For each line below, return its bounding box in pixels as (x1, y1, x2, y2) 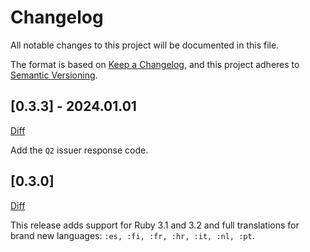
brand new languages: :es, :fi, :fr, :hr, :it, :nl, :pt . (10, 229, 255, 241)
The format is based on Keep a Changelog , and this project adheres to (10, 58, 300, 70)
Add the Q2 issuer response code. (10, 144, 149, 156)
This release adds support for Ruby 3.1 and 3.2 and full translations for (10, 219, 300, 231)
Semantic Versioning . (10, 69, 98, 81)
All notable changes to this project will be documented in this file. (10, 39, 280, 51)
